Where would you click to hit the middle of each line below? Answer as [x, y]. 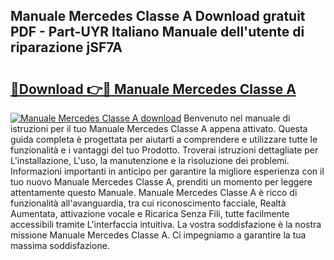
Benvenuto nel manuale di [237, 118]
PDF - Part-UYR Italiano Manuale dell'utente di [157, 32]
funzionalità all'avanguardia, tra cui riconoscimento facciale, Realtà [148, 203]
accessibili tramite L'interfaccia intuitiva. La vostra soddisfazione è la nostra [166, 224]
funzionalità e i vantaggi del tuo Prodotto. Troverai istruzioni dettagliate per [164, 150]
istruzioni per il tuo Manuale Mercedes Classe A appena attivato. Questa [159, 128]
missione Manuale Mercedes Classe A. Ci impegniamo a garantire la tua [158, 235]
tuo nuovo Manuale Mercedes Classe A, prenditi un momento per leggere [161, 182]
